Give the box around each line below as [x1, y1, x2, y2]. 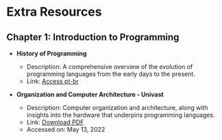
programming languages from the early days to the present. [26, 70, 196, 78]
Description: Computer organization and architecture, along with [26, 104, 208, 111]
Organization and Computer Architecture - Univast [16, 90, 164, 98]
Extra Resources [6, 4, 102, 20]
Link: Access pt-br [26, 77, 79, 85]
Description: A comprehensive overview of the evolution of [26, 63, 193, 70]
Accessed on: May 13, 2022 [26, 126, 106, 133]
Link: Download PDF [26, 118, 84, 126]
